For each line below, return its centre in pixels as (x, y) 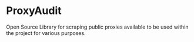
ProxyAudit (34, 11)
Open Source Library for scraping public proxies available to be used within (97, 27)
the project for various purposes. (46, 33)
